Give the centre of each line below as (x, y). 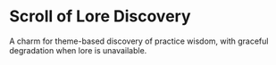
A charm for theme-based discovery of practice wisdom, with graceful (139, 41)
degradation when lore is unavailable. (78, 50)
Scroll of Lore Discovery (100, 16)
